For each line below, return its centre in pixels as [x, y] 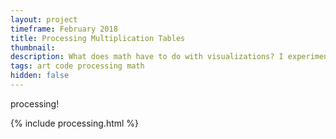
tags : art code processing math [77, 66]
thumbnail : [33, 47]
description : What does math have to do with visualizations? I [147, 57]
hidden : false [40, 76]
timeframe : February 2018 [64, 29]
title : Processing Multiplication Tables [98, 38]
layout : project [44, 19]
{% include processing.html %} [75, 123]
